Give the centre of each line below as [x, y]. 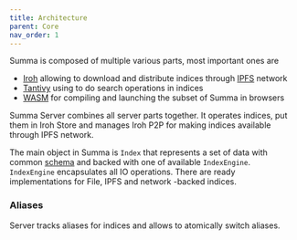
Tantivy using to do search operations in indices [113, 89]
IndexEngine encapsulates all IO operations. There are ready [122, 172]
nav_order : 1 [34, 35]
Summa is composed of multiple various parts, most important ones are [144, 61]
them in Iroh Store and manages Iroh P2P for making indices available [140, 125]
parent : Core [34, 26]
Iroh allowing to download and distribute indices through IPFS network [155, 78]
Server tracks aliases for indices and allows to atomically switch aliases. [145, 225]
